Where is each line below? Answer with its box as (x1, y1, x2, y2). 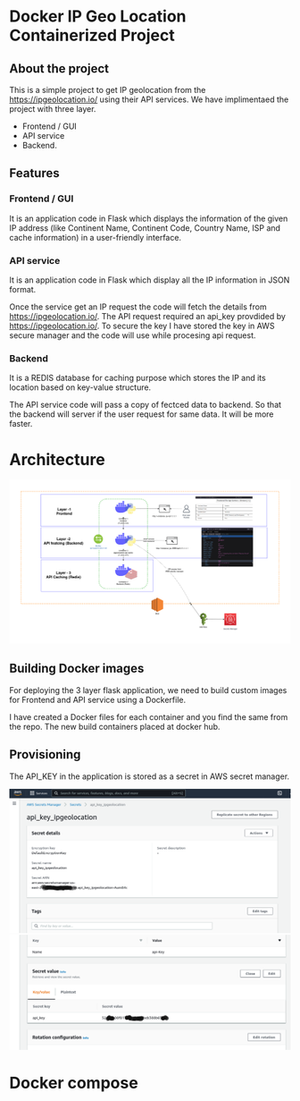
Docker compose (9, 1073, 138, 1093)
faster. (9, 419, 33, 429)
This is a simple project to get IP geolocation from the (9, 85, 206, 95)
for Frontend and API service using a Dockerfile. (9, 694, 186, 705)
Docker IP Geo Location (9, 6, 187, 27)
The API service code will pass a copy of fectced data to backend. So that (9, 400, 282, 411)
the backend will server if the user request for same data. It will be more (9, 409, 274, 419)
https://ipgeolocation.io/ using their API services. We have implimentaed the (9, 94, 289, 105)
